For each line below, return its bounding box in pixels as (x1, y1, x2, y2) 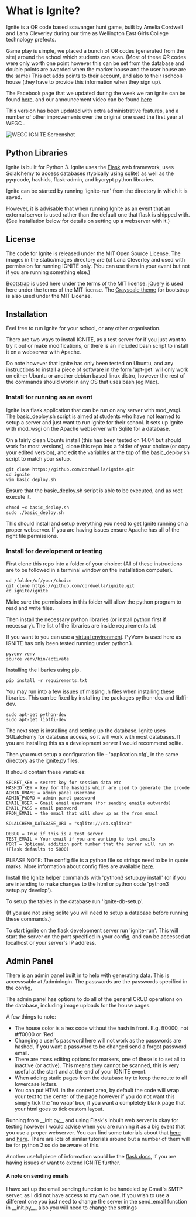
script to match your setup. (6, 455, 71, 462)
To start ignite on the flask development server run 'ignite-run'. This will (6, 927, 178, 934)
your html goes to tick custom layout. (14, 1105, 104, 1112)
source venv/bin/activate (6, 656, 69, 662)
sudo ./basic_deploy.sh (6, 509, 64, 516)
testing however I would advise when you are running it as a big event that (6, 1123, 185, 1130)
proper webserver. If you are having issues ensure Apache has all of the (6, 526, 180, 533)
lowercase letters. (14, 1080, 58, 1087)
